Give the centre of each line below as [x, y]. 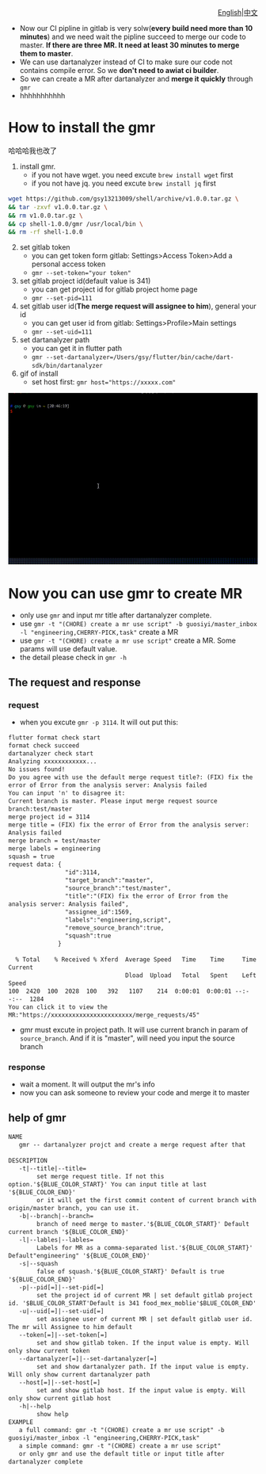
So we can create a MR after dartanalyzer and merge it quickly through [136, 79]
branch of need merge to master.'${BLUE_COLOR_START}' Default [143, 1224]
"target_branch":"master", [109, 880]
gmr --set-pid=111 [62, 299]
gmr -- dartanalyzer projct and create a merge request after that [132, 1145]
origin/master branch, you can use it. [74, 1209]
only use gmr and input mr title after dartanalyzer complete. [116, 615]
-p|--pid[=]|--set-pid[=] [61, 1288]
